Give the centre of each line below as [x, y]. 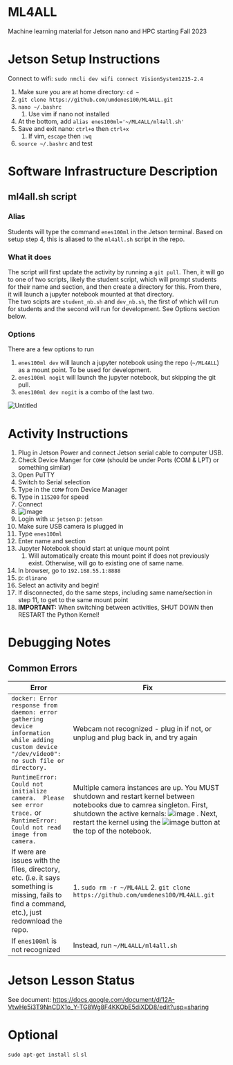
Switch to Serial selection [54, 482]
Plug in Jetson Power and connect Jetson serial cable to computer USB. [120, 453]
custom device [35, 747]
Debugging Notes [59, 643]
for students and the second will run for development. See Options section [114, 309]
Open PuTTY [36, 475]
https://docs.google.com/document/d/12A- [113, 1000]
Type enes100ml [40, 534]
